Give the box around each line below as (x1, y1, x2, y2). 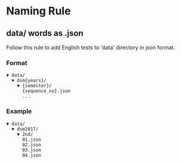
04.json (22, 152, 42, 158)
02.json (22, 142, 42, 148)
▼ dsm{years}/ (11, 78, 47, 84)
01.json (22, 136, 42, 142)
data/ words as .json (6, 28, 84, 38)
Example (6, 107, 32, 116)
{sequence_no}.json (22, 88, 70, 94)
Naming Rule (6, 4, 71, 18)
